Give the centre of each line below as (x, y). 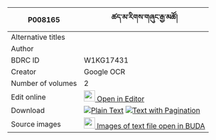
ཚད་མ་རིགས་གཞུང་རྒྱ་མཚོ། (144, 17)
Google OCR (105, 72)
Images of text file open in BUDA (151, 126)
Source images (36, 124)
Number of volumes (44, 83)
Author (22, 49)
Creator (24, 72)
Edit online (28, 97)
